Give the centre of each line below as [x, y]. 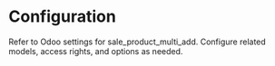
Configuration [63, 17]
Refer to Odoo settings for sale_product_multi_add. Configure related [137, 42]
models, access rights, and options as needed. [96, 51]
